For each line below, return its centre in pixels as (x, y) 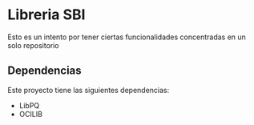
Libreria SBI (46, 15)
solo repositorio (33, 45)
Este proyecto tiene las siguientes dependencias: (89, 90)
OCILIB (31, 114)
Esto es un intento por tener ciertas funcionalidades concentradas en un (127, 37)
